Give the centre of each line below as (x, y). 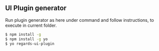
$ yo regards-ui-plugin (30, 44)
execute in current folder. (31, 25)
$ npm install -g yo (27, 39)
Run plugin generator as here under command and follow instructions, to (80, 20)
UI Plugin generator (36, 8)
